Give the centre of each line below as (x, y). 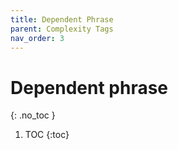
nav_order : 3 (37, 38)
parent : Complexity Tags (62, 29)
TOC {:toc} (47, 135)
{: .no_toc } (33, 115)
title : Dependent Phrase (62, 19)
